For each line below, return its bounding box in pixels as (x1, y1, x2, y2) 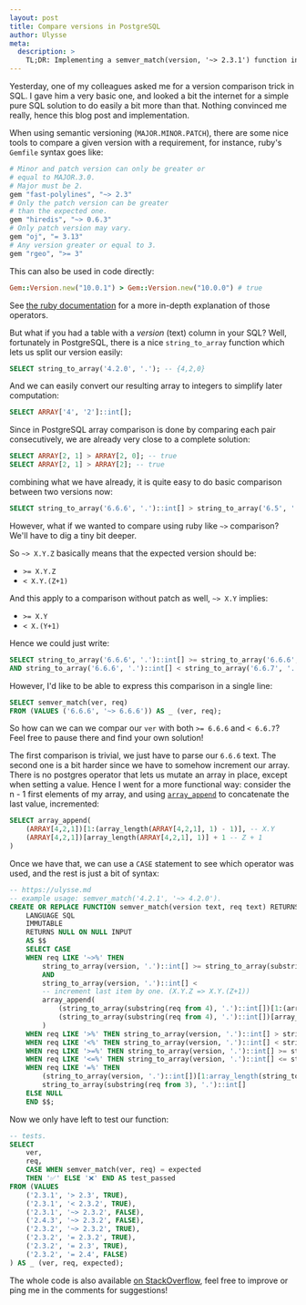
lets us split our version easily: (9, 346, 123, 357)
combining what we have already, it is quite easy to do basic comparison (9, 477, 282, 488)
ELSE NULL (25, 1088, 64, 1098)
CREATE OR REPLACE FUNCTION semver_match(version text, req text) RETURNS (9, 902, 300, 911)
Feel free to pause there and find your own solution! (9, 733, 204, 744)
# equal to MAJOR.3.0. (9, 172, 96, 182)
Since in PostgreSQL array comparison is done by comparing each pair (9, 425, 276, 436)
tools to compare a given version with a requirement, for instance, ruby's (9, 138, 282, 148)
